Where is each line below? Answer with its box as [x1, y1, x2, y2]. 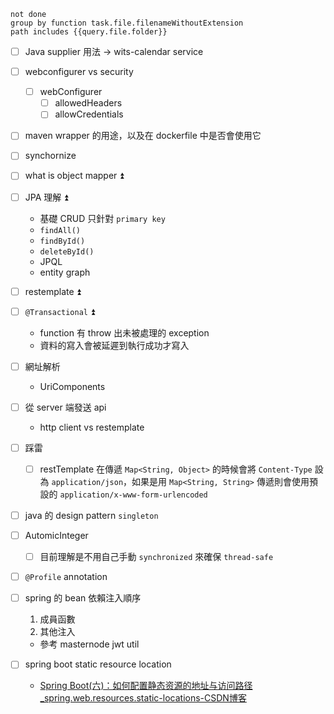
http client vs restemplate [39, 421, 145, 433]
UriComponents [39, 380, 106, 392]
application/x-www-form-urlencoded [59, 490, 208, 500]
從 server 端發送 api [24, 401, 107, 413]
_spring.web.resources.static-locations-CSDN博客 [39, 692, 247, 704]
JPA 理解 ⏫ [24, 191, 69, 203]
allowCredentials [54, 108, 124, 120]
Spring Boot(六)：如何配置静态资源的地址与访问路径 [39, 680, 253, 692]
